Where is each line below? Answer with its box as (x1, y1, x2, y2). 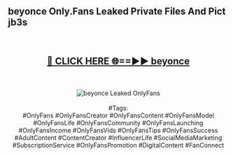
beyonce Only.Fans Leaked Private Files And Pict (8, 6, 226, 17)
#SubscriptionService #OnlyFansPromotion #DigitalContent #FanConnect (12, 141, 225, 149)
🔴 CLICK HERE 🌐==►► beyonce (46, 55, 190, 67)
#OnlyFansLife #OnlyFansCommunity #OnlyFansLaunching (33, 118, 204, 127)
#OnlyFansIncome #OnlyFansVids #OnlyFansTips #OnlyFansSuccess (18, 126, 218, 134)
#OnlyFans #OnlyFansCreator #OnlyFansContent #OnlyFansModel (22, 111, 214, 120)
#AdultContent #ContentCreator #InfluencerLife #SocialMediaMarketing (14, 133, 223, 142)
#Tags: (108, 104, 129, 112)
